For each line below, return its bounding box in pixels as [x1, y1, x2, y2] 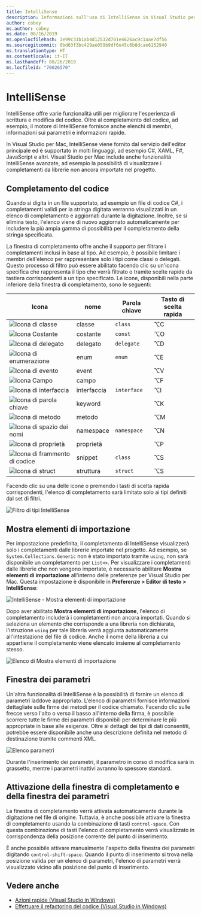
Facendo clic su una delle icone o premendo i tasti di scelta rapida [6, 483, 169, 490]
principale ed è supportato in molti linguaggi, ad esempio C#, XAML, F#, [6, 147, 184, 154]
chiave [121, 307, 142, 315]
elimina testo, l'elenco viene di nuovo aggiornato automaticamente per [6, 219, 179, 226]
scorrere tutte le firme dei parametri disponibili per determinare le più [6, 716, 177, 723]
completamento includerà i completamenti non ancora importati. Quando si [6, 614, 191, 621]
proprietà [76, 440, 103, 448]
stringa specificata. [6, 231, 54, 238]
